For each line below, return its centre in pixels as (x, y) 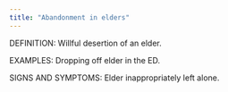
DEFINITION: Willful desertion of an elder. (86, 43)
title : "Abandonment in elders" (69, 17)
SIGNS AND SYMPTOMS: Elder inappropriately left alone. (114, 78)
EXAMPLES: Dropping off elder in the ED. (85, 60)
